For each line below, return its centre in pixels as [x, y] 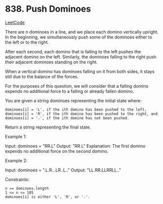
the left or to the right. [27, 42]
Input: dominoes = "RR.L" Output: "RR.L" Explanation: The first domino [75, 146]
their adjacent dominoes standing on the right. [51, 62]
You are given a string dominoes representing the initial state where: [73, 100]
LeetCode [15, 22]
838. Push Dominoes [48, 9]
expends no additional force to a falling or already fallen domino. [70, 91]
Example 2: [16, 160]
